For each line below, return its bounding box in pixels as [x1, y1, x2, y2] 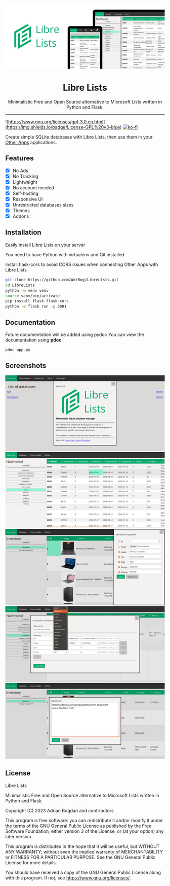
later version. [5, 833, 33, 839]
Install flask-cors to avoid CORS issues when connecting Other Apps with [5, 261, 158, 267]
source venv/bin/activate [5, 293, 60, 298]
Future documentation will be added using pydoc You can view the [5, 331, 144, 337]
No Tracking [12, 173, 38, 179]
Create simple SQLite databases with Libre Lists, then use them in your [5, 133, 153, 140]
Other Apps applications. [5, 139, 57, 145]
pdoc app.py [5, 347, 30, 352]
